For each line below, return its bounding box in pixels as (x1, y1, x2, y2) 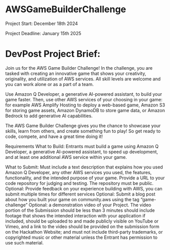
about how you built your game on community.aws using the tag (5, 196, 140, 202)
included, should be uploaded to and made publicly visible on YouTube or (5, 218, 159, 224)
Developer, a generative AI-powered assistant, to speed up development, (5, 149, 158, 155)
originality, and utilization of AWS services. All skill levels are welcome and (5, 75, 161, 82)
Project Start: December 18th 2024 (5, 20, 78, 26)
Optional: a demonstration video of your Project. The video (28, 202, 151, 208)
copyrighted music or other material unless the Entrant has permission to (5, 234, 158, 240)
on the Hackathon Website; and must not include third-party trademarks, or (5, 229, 163, 235)
